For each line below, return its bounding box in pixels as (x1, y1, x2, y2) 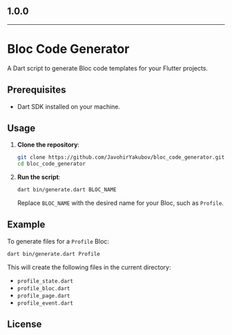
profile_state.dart (17, 278, 74, 285)
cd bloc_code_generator (17, 160, 86, 168)
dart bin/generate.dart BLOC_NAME (17, 186, 117, 193)
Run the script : (17, 173, 61, 182)
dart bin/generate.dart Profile (7, 250, 100, 258)
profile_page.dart (17, 292, 70, 299)
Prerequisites (7, 84, 66, 96)
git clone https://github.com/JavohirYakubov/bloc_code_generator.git (17, 154, 225, 161)
